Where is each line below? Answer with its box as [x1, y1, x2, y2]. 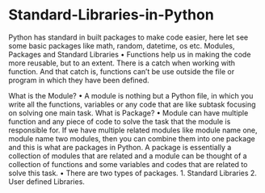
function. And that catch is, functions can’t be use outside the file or [8, 66, 235, 76]
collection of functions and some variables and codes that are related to [8, 159, 248, 169]
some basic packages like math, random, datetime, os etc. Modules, [8, 40, 235, 50]
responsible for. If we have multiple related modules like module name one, [8, 125, 258, 135]
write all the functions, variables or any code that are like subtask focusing [8, 99, 256, 109]
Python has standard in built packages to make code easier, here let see [8, 32, 249, 42]
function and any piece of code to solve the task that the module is [8, 116, 231, 126]
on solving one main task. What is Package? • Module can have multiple [8, 107, 249, 118]
